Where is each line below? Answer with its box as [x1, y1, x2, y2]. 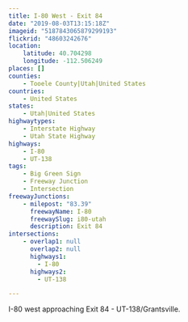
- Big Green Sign [23, 170, 81, 178]
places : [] [8, 65, 45, 73]
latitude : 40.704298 [23, 49, 92, 57]
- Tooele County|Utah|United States [23, 79, 147, 87]
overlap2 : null [29, 245, 81, 253]
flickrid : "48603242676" [8, 34, 92, 43]
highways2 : [29, 268, 67, 276]
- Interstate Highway [23, 125, 95, 133]
